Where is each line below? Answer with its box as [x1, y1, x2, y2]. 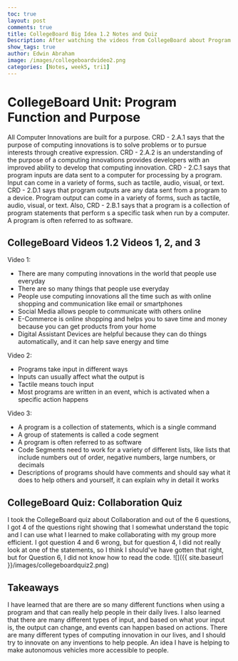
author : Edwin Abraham [7, 51, 75, 58]
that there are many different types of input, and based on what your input [7, 615, 225, 624]
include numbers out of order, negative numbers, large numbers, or [17, 453, 216, 462]
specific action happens [17, 395, 89, 404]
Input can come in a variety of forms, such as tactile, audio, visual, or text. [7, 178, 224, 187]
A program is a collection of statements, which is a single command [17, 423, 217, 432]
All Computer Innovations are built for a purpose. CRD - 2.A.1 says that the [7, 132, 225, 141]
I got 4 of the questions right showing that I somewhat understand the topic [7, 523, 229, 531]
